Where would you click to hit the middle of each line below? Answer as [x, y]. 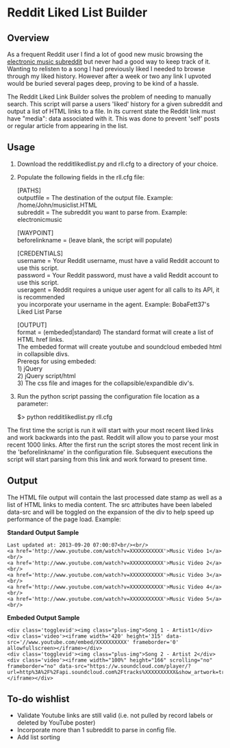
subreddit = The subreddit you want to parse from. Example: [102, 212]
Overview [28, 38]
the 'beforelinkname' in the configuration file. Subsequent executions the [110, 452]
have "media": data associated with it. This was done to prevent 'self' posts [114, 119]
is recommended [41, 297]
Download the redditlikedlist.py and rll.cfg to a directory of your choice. [117, 164]
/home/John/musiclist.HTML [57, 205]
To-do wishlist [38, 699]
